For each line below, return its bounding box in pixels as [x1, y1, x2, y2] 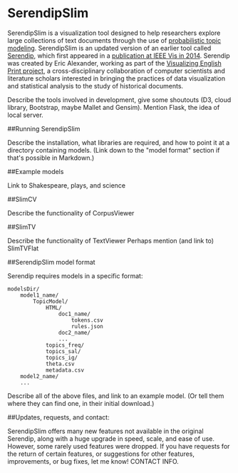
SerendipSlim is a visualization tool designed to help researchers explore [7, 29, 221, 37]
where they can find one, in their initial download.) [7, 399, 155, 407]
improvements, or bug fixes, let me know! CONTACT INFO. [7, 457, 180, 465]
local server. [7, 111, 44, 119]
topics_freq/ [45, 341, 84, 349]
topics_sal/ [45, 347, 81, 355]
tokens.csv [71, 316, 103, 324]
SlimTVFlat [7, 244, 39, 253]
